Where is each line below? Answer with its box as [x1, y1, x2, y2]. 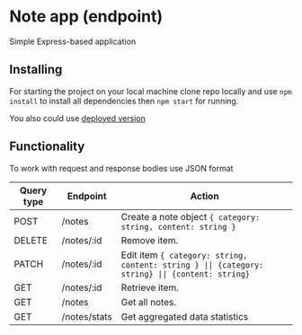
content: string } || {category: [120, 260, 264, 270]
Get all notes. [120, 295, 177, 308]
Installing [9, 62, 63, 77]
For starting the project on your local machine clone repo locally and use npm [9, 85, 292, 96]
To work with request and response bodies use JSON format [9, 163, 234, 173]
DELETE [13, 234, 48, 246]
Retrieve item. [120, 281, 180, 294]
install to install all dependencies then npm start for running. [9, 95, 239, 106]
